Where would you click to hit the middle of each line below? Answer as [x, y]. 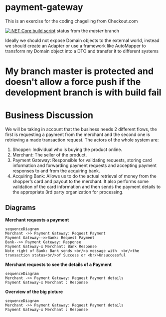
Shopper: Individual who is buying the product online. [67, 149]
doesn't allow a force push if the [73, 82]
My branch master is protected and [79, 71]
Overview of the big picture [34, 291]
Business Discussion [49, 115]
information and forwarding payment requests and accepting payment [84, 165]
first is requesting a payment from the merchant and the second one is [78, 134]
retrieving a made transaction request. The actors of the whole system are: [82, 140]
